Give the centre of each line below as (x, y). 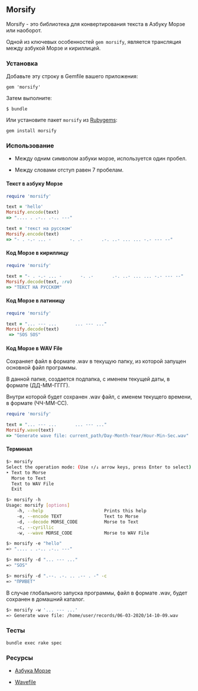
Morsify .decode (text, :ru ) (39, 282)
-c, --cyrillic (35, 527)
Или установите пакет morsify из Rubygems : (62, 120)
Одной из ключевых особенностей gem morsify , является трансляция (94, 41)
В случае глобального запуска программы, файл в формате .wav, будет (97, 593)
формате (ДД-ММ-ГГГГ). (38, 385)
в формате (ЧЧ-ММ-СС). (37, 403)
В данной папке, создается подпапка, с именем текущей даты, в (88, 379)
